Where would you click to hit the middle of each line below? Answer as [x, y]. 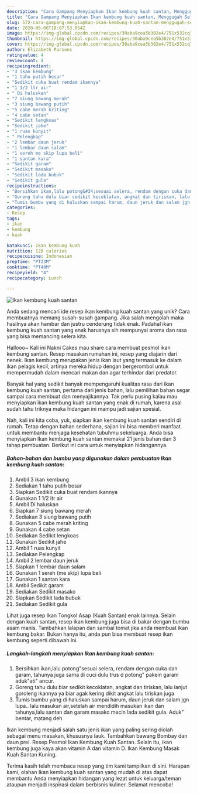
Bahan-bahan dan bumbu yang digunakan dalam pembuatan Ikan [89, 458]
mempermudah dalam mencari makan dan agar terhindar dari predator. [92, 372]
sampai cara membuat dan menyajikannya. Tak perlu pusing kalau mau [92, 396]
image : [15, 33]
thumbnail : [20, 39]
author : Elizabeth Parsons [39, 50]
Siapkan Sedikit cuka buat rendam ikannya [66, 492]
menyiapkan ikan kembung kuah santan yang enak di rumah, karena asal [94, 403]
